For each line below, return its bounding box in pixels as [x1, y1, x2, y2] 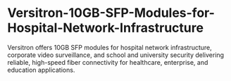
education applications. [7, 66, 75, 74]
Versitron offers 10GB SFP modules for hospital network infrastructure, [7, 43, 213, 51]
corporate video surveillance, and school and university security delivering [7, 51, 224, 59]
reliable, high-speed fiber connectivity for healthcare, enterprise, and [7, 58, 208, 66]
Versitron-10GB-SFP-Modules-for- [7, 5, 215, 21]
